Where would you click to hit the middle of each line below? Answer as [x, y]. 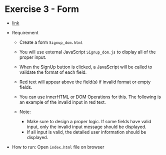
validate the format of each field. [53, 72]
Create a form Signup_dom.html [51, 42]
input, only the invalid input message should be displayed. [86, 127]
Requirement [25, 32]
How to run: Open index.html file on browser [58, 147]
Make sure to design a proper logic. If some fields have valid [89, 121]
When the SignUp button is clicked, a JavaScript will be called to [86, 67]
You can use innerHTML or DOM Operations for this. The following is [90, 97]
